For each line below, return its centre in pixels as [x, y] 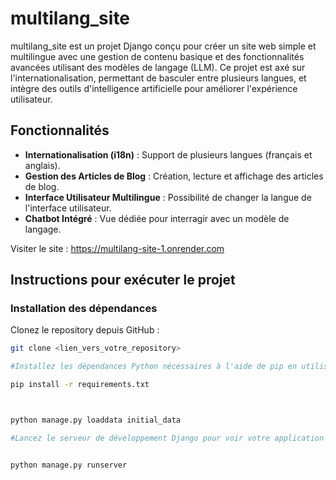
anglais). [42, 165]
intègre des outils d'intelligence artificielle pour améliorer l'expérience [154, 88]
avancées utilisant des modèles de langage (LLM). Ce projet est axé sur [158, 67]
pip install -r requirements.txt [80, 385]
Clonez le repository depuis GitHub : [85, 330]
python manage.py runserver [69, 465]
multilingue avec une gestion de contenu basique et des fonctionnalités [157, 56]
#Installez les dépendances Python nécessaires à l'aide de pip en [154, 367]
